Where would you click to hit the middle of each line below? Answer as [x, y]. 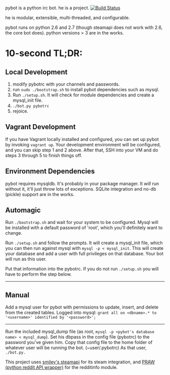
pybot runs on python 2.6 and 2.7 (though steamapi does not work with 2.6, [84, 27]
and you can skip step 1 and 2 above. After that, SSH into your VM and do [82, 150]
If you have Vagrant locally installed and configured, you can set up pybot [82, 139]
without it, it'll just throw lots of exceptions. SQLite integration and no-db [81, 189]
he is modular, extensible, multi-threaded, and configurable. [68, 17]
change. [14, 233]
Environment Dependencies [50, 172]
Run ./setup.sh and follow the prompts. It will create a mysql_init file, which [84, 243]
